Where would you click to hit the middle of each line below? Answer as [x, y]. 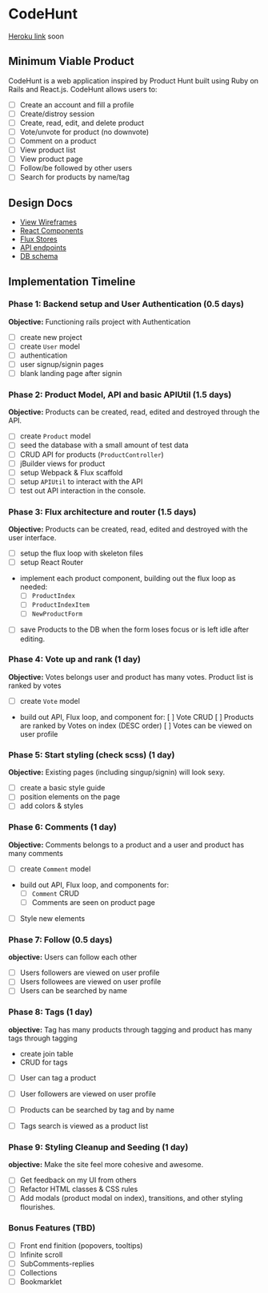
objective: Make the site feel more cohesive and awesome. [106, 1165]
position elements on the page [70, 797]
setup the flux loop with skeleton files [82, 553]
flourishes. [38, 1207]
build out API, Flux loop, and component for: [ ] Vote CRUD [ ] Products [137, 717]
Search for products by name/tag [74, 177]
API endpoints [43, 248]
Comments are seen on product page [94, 902]
